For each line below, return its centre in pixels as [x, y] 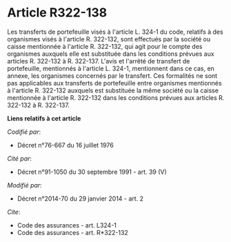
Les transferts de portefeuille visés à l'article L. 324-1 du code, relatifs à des [115, 32]
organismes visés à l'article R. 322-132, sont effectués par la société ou [109, 39]
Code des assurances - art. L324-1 [67, 225]
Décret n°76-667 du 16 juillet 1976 [65, 145]
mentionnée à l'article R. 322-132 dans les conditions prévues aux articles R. [116, 97]
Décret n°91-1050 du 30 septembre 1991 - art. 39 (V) [92, 172]
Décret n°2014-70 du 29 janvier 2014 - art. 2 [80, 199]
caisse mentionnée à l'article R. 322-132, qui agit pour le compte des [105, 46]
